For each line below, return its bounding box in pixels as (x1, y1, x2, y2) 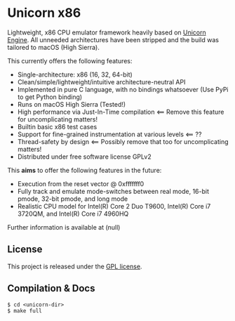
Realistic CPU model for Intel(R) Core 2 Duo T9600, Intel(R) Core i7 (17, 202, 211, 210)
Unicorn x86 (7, 5, 81, 21)
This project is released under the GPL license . (7, 262, 142, 270)
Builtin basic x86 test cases (17, 122, 98, 131)
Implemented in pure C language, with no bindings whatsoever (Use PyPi (17, 85, 229, 93)
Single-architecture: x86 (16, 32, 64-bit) (17, 70, 133, 79)
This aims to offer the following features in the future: (7, 166, 162, 174)
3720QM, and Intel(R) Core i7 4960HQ (17, 209, 129, 218)
